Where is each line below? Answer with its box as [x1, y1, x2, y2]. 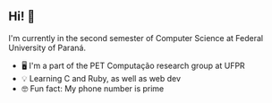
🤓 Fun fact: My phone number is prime [21, 82, 165, 94]
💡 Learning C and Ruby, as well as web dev [21, 73, 181, 83]
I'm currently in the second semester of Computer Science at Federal [8, 32, 264, 43]
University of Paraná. [8, 42, 87, 53]
